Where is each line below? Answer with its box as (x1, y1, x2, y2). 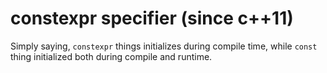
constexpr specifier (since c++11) (10, 7, 294, 30)
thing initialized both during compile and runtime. (10, 50, 213, 62)
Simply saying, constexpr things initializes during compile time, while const (10, 40, 318, 52)
